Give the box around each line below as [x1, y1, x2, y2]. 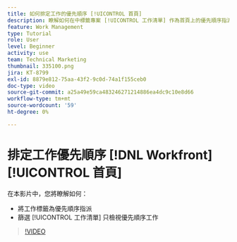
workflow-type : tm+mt [7, 96, 71, 103]
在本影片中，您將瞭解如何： [7, 189, 88, 198]
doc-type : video [7, 82, 55, 89]
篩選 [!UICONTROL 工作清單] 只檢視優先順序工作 [17, 212, 159, 222]
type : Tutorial [7, 30, 52, 37]
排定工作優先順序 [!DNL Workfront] [7, 147, 213, 163]
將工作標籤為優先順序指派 [17, 204, 92, 212]
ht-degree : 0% [7, 108, 49, 115]
